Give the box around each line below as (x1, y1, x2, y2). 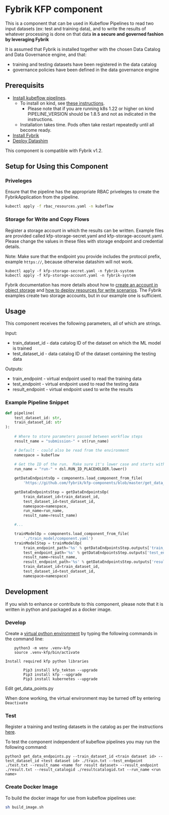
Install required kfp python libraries (5, 658, 89, 664)
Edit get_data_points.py (5, 685, 54, 691)
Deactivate (5, 700, 28, 705)
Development (5, 588, 49, 596)
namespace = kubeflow (14, 452, 59, 458)
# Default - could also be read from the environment (14, 448, 129, 453)
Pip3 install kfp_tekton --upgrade (23, 667, 98, 673)
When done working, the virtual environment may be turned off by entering (5, 695, 161, 701)
